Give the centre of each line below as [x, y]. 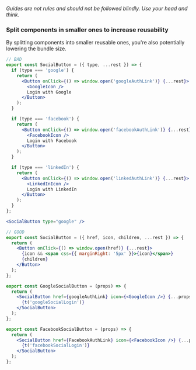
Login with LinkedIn [52, 189]
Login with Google [49, 92]
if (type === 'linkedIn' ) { [45, 168]
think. [13, 15]
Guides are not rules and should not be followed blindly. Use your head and [97, 8]
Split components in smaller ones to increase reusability [87, 30]
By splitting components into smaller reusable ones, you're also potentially [95, 43]
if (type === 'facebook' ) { [45, 119]
